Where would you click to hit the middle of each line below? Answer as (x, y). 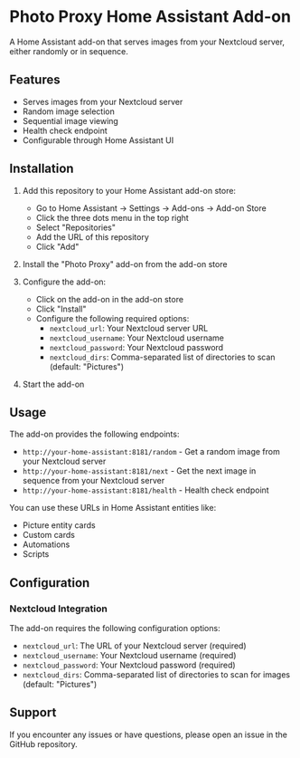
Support (33, 713)
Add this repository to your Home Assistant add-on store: (129, 190)
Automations (46, 544)
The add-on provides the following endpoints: (94, 434)
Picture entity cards (59, 525)
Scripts (36, 554)
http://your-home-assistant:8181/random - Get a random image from (151, 452)
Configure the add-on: (64, 282)
